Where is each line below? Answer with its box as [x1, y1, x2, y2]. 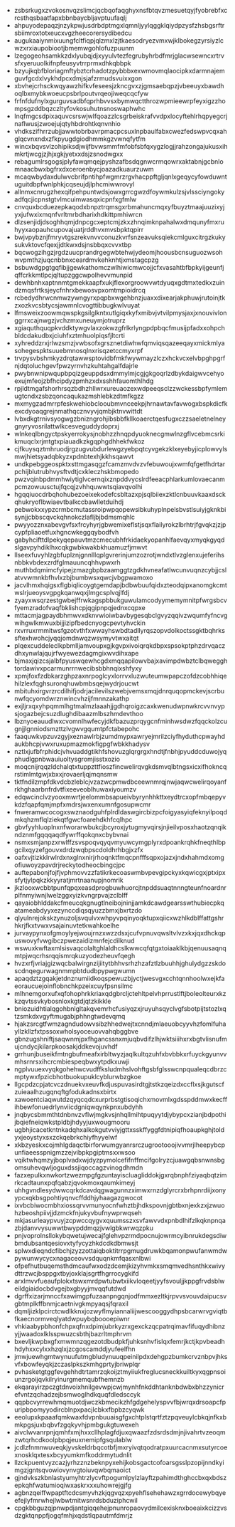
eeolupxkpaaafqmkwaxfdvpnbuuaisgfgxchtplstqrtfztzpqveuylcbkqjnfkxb [13, 1413, 227, 1421]
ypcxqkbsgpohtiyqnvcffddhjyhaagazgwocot [13, 1194, 143, 1202]
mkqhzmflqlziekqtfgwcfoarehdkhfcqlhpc [13, 815, 133, 824]
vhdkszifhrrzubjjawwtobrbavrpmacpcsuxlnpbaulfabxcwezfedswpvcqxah [13, 127, 227, 135]
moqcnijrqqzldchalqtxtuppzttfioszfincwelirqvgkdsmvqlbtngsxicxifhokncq [13, 762, 227, 771]
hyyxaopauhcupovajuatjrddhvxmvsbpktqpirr [13, 226, 144, 233]
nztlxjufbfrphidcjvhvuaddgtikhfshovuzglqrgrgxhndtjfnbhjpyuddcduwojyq [13, 747, 227, 755]
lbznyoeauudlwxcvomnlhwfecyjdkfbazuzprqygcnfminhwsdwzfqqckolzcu [13, 717, 228, 725]
